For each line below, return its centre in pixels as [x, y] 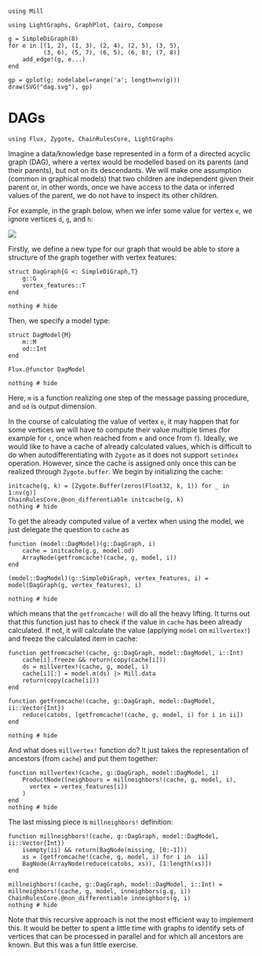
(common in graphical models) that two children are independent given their [131, 178]
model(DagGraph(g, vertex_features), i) [75, 585]
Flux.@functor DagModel [47, 370]
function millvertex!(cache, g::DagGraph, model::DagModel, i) [114, 773]
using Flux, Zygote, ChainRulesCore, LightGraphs [91, 139]
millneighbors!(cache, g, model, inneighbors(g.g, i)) [100, 891]
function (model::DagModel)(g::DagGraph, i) [82, 544]
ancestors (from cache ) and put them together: [83, 758]
